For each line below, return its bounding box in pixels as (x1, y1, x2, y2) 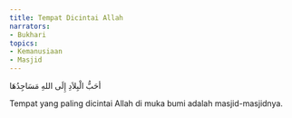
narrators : (9, 22, 51, 31)
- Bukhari (9, 30, 47, 39)
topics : (9, 38, 39, 48)
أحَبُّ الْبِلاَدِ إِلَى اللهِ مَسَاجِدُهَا (9, 81, 102, 91)
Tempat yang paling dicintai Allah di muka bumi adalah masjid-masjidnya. (9, 98, 284, 109)
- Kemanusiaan (9, 47, 63, 56)
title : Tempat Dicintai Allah (9, 13, 124, 23)
